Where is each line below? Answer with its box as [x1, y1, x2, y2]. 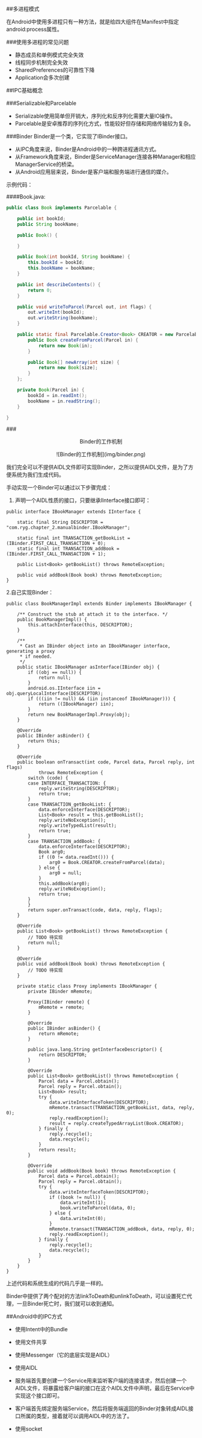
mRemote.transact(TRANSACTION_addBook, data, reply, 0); [49, 1226, 195, 1232]
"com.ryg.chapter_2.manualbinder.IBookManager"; [6, 524, 130, 531]
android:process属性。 [6, 26, 63, 33]
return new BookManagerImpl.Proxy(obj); [28, 711, 130, 718]
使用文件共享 [14, 1338, 47, 1346]
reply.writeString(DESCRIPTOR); [38, 786, 120, 792]
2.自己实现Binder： [6, 589, 54, 596]
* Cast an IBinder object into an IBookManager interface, [19, 643, 171, 649]
